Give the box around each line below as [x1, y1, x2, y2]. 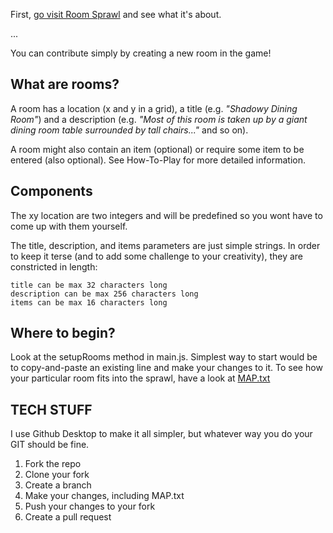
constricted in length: [10, 260, 98, 273]
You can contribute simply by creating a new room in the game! [10, 47, 272, 59]
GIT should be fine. [10, 439, 90, 451]
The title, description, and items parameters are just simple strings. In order [10, 239, 321, 251]
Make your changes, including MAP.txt [24, 490, 185, 502]
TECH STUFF [10, 401, 93, 418]
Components [10, 183, 93, 200]
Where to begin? [10, 325, 116, 342]
